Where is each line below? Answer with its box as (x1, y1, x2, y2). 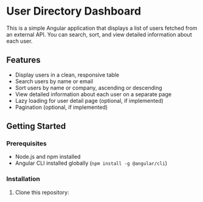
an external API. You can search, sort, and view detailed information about (6, 30, 193, 38)
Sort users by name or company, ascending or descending (15, 84, 162, 91)
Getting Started (6, 121, 66, 131)
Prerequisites (6, 139, 47, 148)
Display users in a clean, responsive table (15, 71, 120, 78)
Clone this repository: (15, 189, 69, 196)
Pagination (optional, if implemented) (15, 103, 108, 111)
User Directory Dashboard (6, 4, 142, 18)
